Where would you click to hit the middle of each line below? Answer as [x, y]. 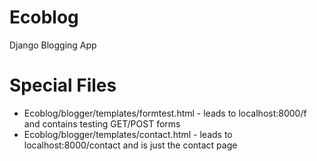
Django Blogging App [53, 45]
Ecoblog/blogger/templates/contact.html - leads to [128, 134]
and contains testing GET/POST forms [102, 123]
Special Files [63, 85]
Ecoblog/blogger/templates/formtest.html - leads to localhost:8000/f [165, 113]
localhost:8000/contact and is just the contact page [130, 145]
